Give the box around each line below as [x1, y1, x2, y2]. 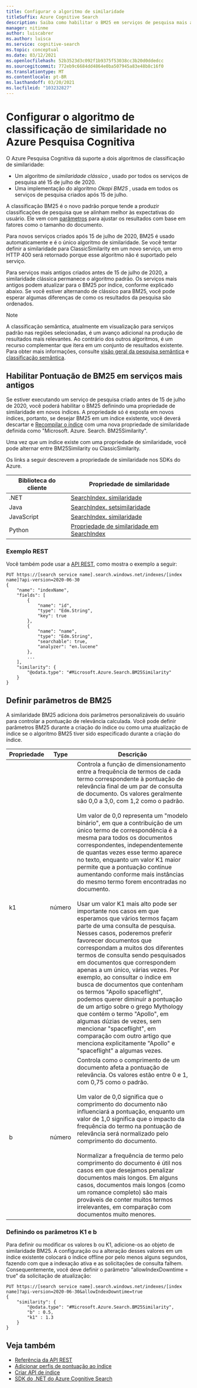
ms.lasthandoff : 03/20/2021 [6, 80, 75, 86]
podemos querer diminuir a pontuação [77, 995, 183, 1003]
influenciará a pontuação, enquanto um [77, 1107, 185, 1115]
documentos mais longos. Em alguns [77, 1173, 178, 1181]
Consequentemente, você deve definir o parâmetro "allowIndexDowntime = [6, 1266, 189, 1273]
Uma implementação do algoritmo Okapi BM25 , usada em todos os [14, 184, 179, 191]
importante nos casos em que [77, 907, 159, 915]
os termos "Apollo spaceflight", [77, 987, 163, 996]
